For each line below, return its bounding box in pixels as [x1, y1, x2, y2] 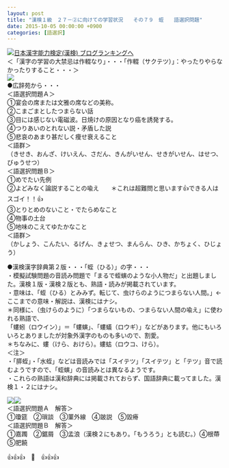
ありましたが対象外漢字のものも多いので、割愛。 [25, 332, 163, 340]
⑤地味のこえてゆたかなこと [7, 223, 87, 231]
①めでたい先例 [7, 175, 52, 184]
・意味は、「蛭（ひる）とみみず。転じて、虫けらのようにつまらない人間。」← [7, 288, 222, 297]
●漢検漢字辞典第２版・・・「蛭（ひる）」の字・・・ [7, 263, 150, 271]
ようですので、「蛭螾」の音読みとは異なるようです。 [12, 366, 159, 374]
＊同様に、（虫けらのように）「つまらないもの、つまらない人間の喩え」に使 [7, 306, 217, 314]
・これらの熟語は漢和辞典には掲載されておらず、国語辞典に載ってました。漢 [7, 374, 221, 382]
